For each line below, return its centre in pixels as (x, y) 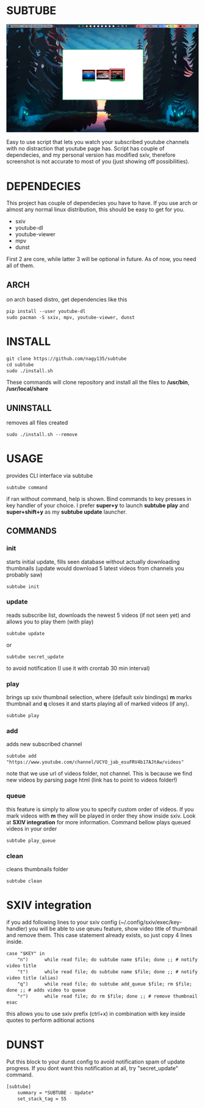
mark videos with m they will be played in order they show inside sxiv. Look (101, 816)
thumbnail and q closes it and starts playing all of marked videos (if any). (98, 704)
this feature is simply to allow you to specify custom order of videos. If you (100, 809)
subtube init (23, 586)
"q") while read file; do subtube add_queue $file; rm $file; (105, 984)
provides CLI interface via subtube (50, 475)
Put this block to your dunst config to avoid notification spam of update (95, 1062)
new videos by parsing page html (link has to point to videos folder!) (92, 780)
